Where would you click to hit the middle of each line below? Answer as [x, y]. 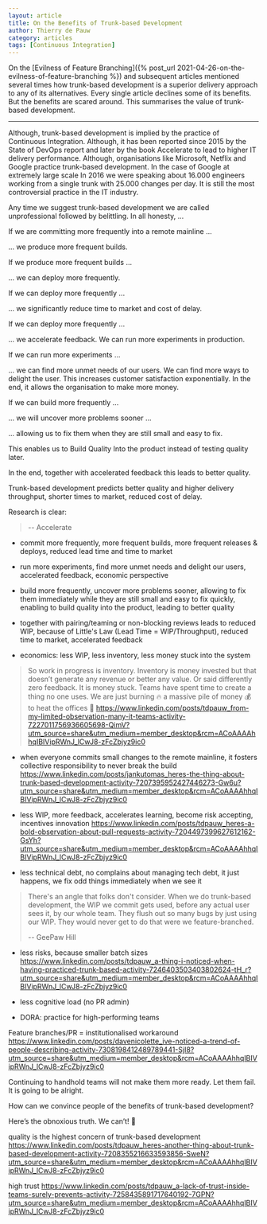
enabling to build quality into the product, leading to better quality [127, 608]
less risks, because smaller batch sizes [84, 953]
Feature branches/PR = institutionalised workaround [93, 1033]
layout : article [35, 16]
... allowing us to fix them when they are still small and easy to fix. [116, 434]
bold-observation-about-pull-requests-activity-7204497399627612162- [137, 832]
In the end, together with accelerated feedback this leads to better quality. [130, 473]
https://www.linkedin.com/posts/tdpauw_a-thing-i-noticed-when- [128, 961]
